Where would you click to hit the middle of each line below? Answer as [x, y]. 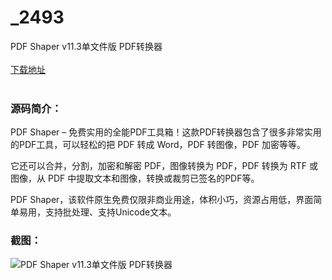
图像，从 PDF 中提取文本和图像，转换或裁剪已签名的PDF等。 [135, 178]
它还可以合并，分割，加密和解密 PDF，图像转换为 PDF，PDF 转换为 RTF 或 [164, 166]
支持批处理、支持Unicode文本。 [110, 212]
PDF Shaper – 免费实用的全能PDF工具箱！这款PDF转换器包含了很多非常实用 [166, 132]
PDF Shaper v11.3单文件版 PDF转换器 [86, 46]
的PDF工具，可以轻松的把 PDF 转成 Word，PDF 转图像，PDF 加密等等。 [158, 145]
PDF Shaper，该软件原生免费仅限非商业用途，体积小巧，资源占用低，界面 [162, 200]
